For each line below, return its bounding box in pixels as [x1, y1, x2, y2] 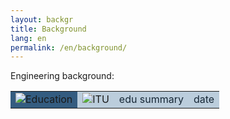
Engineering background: [10, 70, 115, 82]
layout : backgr [10, 14, 74, 25]
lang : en [10, 33, 47, 43]
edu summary [118, 92, 184, 106]
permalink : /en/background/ [10, 42, 128, 53]
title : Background [10, 24, 87, 34]
